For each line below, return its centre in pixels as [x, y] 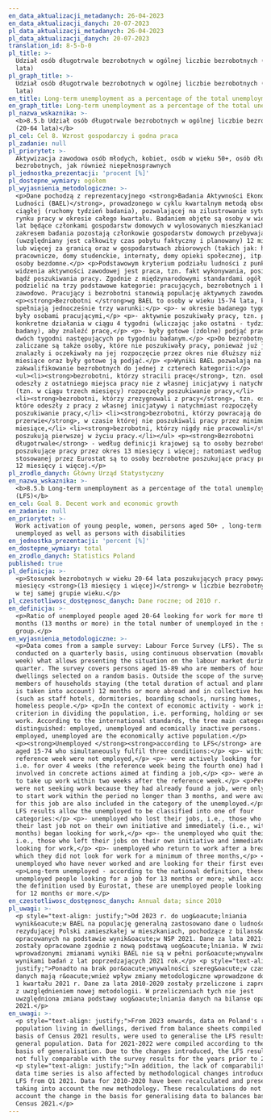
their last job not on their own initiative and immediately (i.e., [133, 826]
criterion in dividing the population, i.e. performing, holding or [133, 714]
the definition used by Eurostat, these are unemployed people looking [139, 886]
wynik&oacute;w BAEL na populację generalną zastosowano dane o [126, 924]
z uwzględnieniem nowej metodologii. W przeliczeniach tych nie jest [135, 991]
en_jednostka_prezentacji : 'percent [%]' [79, 541]
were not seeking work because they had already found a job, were [131, 788]
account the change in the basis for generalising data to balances [133, 1096]
